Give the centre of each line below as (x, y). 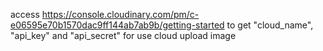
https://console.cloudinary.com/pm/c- (120, 14)
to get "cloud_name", (270, 25)
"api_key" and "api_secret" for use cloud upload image (123, 35)
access (25, 14)
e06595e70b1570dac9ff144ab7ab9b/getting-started (117, 25)
